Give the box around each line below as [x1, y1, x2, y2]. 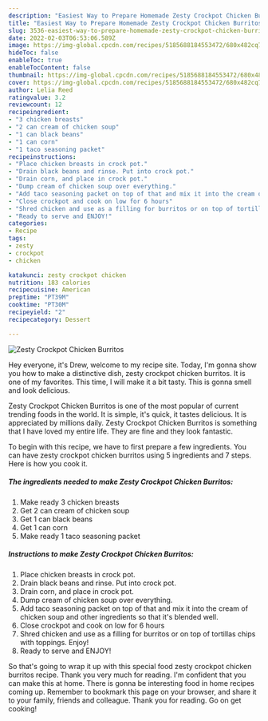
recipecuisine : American [8, 286, 91, 294]
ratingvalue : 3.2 [8, 93, 66, 101]
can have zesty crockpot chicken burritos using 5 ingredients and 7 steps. [8, 450, 252, 460]
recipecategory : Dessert [8, 315, 91, 323]
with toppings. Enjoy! [19, 637, 89, 647]
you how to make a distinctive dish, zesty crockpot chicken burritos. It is [8, 368, 246, 378]
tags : [8, 235, 26, 243]
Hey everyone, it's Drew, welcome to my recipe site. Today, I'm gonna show [8, 360, 257, 370]
